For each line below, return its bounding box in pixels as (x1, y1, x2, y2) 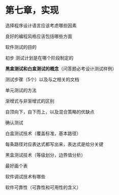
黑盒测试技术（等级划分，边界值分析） (5, 152, 85, 158)
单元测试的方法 (5, 87, 37, 93)
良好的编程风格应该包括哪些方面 (5, 33, 72, 39)
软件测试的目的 (5, 44, 37, 50)
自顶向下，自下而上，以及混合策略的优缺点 (5, 109, 95, 115)
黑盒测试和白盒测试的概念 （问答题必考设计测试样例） (5, 66, 117, 72)
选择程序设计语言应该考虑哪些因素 (5, 22, 77, 28)
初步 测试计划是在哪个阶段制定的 (5, 54, 74, 61)
